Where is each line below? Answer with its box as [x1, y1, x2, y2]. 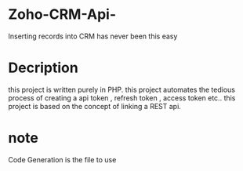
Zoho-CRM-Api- [8, 5, 117, 24]
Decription [8, 59, 78, 77]
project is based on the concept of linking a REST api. [8, 101, 182, 111]
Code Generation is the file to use [8, 155, 117, 164]
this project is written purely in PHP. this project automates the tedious [8, 85, 235, 94]
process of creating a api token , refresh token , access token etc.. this [8, 93, 236, 103]
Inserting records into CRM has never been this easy [8, 31, 178, 41]
